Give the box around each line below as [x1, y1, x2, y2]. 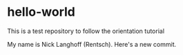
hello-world [7, 4, 76, 20]
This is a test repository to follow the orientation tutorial [7, 27, 164, 35]
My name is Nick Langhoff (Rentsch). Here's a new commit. [7, 40, 177, 48]
